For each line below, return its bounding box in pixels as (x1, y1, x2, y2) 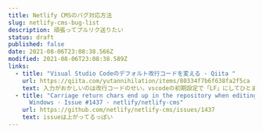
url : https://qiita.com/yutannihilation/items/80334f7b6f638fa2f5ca (22, 77, 250, 84)
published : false (8, 41, 65, 49)
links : (8, 63, 30, 70)
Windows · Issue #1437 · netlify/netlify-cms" (28, 99, 184, 106)
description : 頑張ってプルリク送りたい (8, 26, 124, 34)
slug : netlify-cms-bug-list (8, 19, 100, 27)
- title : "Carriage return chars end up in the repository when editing (15, 92, 258, 99)
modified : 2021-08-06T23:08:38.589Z (8, 56, 128, 63)
